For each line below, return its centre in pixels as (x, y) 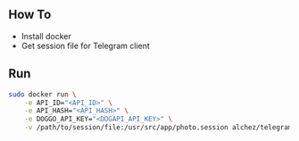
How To (30, 15)
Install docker (46, 36)
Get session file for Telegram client (86, 46)
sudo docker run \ (42, 94)
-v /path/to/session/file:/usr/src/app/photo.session (126, 128)
